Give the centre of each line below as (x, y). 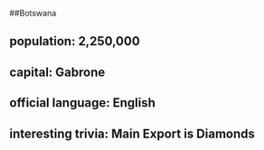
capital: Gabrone (57, 72)
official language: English (83, 103)
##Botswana (33, 13)
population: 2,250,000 (75, 41)
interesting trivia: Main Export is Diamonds (132, 133)
